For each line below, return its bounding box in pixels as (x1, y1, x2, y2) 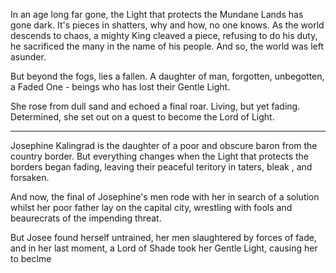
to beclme (10, 253, 52, 264)
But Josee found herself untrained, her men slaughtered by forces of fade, (10, 232, 317, 243)
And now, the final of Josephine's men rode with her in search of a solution (10, 191, 320, 203)
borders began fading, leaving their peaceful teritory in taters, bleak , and (10, 161, 313, 173)
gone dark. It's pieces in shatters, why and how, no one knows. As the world (10, 19, 325, 31)
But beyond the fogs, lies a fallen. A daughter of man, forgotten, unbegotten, (10, 70, 325, 82)
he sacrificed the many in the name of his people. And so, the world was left (10, 40, 325, 52)
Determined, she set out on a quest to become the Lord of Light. (10, 111, 275, 123)
